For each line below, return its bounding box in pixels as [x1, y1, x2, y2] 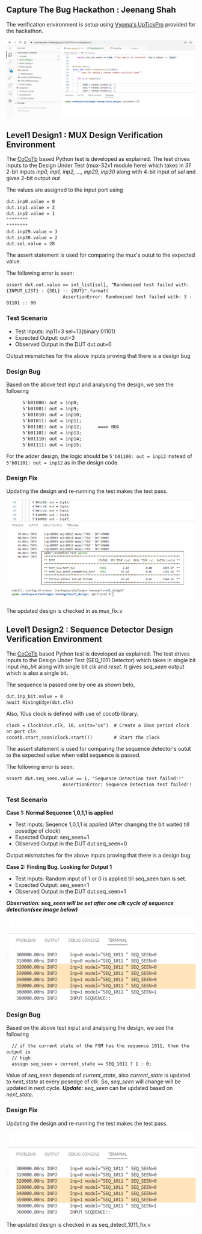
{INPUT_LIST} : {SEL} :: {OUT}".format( [6, 288, 109, 294]
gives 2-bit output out [6, 175, 60, 182]
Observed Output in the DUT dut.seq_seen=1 [14, 888, 126, 895]
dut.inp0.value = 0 [6, 199, 55, 205]
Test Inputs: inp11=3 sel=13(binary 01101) [14, 328, 116, 335]
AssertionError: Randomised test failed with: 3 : [63, 294, 192, 300]
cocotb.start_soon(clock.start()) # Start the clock [6, 734, 161, 741]
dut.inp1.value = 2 [6, 205, 55, 211]
